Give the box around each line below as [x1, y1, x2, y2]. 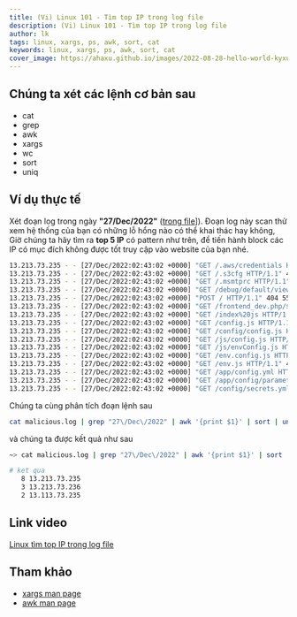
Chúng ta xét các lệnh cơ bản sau [9, 87, 196, 102]
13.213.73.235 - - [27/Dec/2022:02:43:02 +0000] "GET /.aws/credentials [9, 261, 283, 270]
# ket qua [9, 466, 46, 476]
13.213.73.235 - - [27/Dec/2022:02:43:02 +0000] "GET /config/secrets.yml [9, 384, 291, 393]
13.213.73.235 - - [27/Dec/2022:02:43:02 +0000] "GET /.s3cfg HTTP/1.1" [9, 269, 283, 278]
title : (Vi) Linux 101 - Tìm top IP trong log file [9, 12, 203, 22]
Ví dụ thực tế [9, 192, 81, 208]
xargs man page [21, 588, 81, 598]
